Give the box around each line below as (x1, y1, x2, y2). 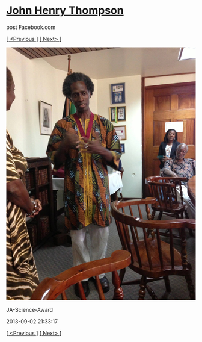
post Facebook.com (6, 23, 56, 31)
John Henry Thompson (6, 4, 124, 17)
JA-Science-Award (6, 306, 53, 313)
